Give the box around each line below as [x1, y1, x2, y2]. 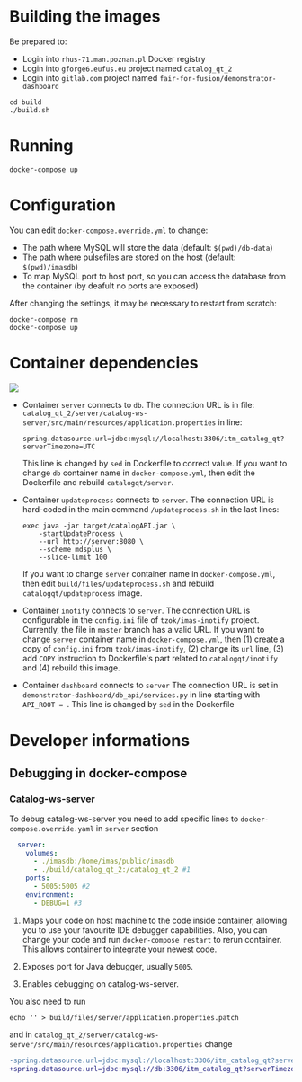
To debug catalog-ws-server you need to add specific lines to [9, 813, 239, 824]
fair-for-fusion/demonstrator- [159, 74, 277, 83]
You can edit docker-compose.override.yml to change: [9, 225, 209, 235]
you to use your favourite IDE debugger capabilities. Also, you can [22, 924, 268, 936]
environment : [25, 890, 75, 900]
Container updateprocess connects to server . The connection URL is [22, 494, 274, 505]
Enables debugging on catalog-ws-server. [22, 978, 180, 989]
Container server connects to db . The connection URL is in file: [22, 399, 254, 410]
